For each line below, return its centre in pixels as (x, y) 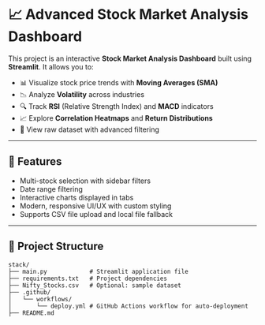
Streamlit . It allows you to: (51, 66)
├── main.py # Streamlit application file (99, 271)
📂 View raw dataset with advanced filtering (89, 129)
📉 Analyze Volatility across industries (82, 94)
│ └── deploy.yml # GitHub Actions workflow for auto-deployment (128, 306)
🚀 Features (35, 162)
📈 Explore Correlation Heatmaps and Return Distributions (116, 118)
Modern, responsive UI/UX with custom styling (95, 206)
